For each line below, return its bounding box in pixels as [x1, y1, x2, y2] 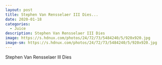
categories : [5, 21, 30, 27]
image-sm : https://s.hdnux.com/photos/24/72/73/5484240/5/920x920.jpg [5, 40, 157, 45]
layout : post [5, 7, 33, 13]
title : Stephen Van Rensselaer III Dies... [5, 12, 99, 17]
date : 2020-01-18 [5, 17, 42, 22]
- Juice [10, 26, 26, 31]
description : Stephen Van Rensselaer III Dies [5, 31, 105, 36]
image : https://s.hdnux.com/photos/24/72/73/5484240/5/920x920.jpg [5, 36, 151, 41]
